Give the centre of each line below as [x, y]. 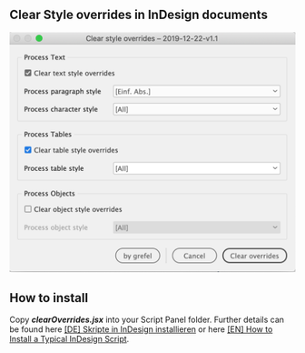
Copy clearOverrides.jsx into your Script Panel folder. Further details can [147, 319]
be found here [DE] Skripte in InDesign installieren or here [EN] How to [141, 329]
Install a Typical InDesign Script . [69, 338]
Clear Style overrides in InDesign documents [138, 15]
